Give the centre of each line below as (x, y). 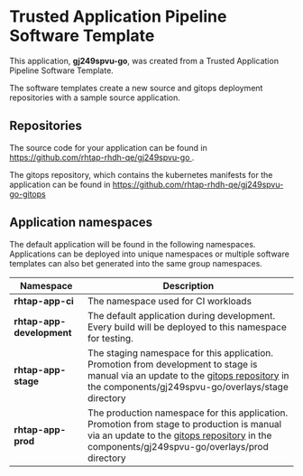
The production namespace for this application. (188, 413)
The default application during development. (181, 315)
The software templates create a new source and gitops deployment (136, 88)
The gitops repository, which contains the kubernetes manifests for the (141, 174)
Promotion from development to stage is (172, 364)
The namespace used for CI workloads (170, 301)
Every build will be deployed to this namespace (187, 327)
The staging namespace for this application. (180, 352)
